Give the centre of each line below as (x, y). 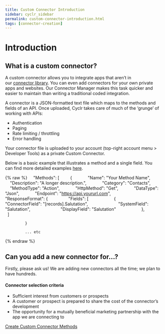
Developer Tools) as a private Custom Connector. (55, 154)
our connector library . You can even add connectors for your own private (79, 83)
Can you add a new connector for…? (62, 257)
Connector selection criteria (34, 285)
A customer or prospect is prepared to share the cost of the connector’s (85, 301)
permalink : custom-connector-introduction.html (55, 19)
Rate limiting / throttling (36, 134)
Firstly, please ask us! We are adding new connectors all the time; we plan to (83, 268)
